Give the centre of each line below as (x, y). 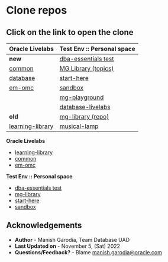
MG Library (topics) (87, 68)
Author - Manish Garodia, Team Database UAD (72, 239)
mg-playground (82, 97)
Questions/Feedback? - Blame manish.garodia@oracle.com (88, 252)
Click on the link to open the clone (70, 32)
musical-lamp (79, 126)
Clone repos (37, 10)
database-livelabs (85, 107)
